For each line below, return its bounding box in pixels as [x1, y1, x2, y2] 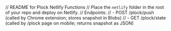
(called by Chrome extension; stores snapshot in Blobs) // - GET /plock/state [5, 15, 166, 20]
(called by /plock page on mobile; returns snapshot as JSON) [5, 20, 134, 26]
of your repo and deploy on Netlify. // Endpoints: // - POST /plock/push [5, 9, 154, 15]
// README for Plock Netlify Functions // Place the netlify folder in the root [5, 4, 164, 10]
